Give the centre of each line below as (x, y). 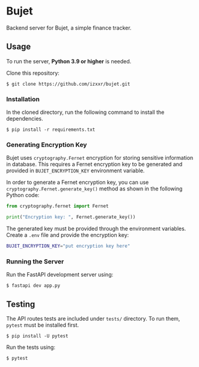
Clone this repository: (33, 73)
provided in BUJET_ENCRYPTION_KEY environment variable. (75, 171)
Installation (23, 99)
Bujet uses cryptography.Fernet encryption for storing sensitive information (100, 158)
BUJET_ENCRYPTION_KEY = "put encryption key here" (68, 246)
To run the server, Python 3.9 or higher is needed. (69, 61)
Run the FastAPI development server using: (60, 275)
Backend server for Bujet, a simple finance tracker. (69, 28)
